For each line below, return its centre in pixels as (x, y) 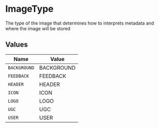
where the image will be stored (38, 28)
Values (17, 45)
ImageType (29, 9)
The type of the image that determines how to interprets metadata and (80, 23)
